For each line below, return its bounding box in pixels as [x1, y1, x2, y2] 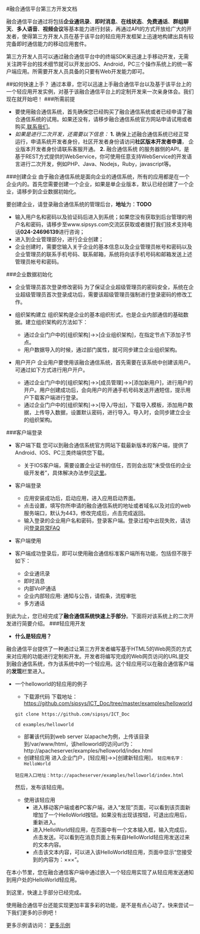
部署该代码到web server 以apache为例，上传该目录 [23, 733, 150, 740]
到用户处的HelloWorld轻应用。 [6, 876, 80, 883]
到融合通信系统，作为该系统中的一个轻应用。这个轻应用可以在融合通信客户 [6, 660, 189, 667]
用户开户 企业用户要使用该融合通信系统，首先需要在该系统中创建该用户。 [14, 359, 194, 366]
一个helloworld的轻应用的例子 [14, 680, 88, 688]
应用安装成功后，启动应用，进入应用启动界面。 [23, 495, 139, 501]
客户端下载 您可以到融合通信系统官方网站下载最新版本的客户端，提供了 [14, 442, 189, 449]
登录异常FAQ [29, 525, 61, 531]
